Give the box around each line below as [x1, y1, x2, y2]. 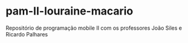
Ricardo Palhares [5, 30, 48, 38]
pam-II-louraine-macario [5, 4, 134, 18]
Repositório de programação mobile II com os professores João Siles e [5, 24, 183, 31]
